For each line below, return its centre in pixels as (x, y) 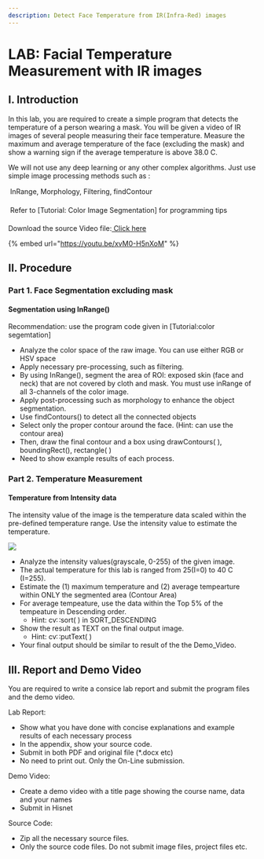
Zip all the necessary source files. (74, 839)
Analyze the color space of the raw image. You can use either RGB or (132, 350)
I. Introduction (43, 100)
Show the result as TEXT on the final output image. (102, 628)
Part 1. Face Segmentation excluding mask (91, 290)
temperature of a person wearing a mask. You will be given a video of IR (125, 127)
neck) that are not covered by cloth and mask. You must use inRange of (135, 384)
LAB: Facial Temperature (90, 54)
